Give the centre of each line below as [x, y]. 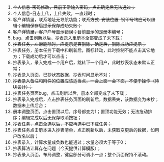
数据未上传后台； [30, 105]
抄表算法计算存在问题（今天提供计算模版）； [57, 148]
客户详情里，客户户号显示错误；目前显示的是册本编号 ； [68, 32]
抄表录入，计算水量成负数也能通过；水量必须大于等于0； [70, 142]
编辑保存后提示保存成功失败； [52, 26]
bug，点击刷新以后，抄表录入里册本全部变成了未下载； [68, 38]
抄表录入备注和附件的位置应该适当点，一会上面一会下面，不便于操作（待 [86, 81]
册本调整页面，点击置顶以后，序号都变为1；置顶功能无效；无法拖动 [80, 111]
